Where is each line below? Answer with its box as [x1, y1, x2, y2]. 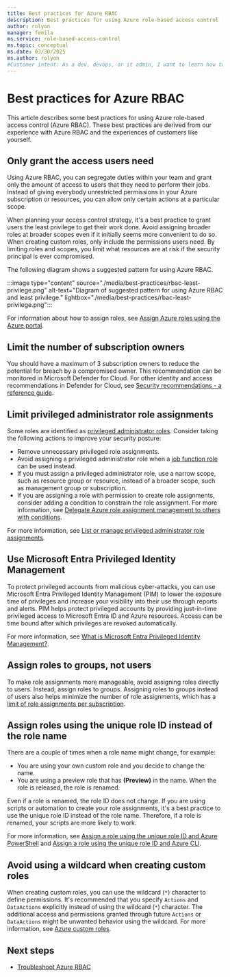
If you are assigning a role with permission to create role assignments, [16, 492, 215, 499]
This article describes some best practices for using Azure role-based [7, 113, 205, 122]
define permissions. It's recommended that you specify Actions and [7, 895, 199, 904]
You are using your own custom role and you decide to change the [16, 761, 205, 770]
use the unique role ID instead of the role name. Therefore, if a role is [7, 812, 202, 820]
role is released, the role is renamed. [16, 783, 120, 792]
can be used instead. [16, 462, 77, 470]
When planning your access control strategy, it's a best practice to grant [7, 216, 211, 224]
